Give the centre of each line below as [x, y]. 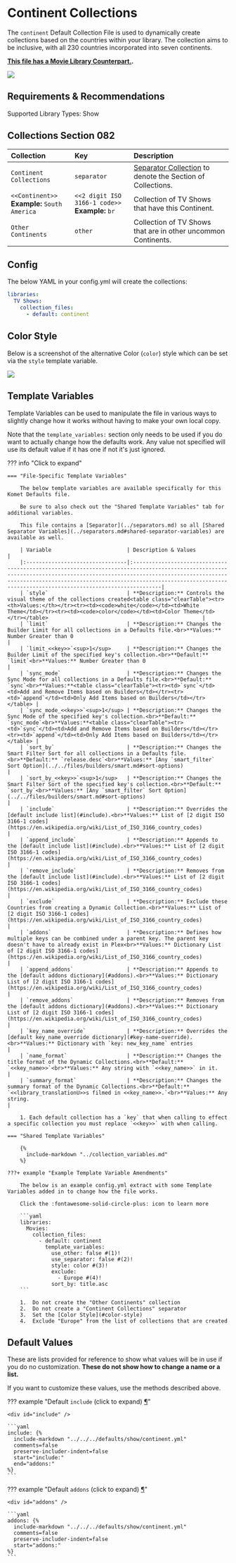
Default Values [40, 1342]
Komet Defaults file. [39, 494]
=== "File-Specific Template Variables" [67, 476]
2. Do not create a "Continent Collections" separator [104, 1308]
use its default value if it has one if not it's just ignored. [87, 449]
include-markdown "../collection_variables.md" [97, 1154]
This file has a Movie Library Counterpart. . [71, 61]
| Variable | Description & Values [108, 550]
